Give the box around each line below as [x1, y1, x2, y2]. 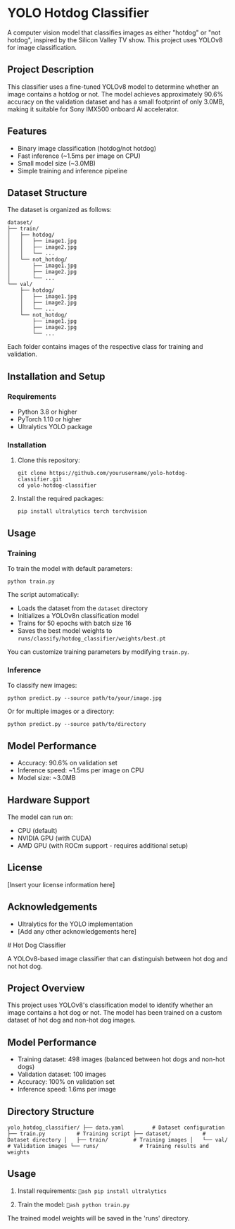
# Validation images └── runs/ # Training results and [7, 1143, 210, 1150]
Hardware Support [7, 794, 90, 806]
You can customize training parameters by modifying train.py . [7, 648, 190, 656]
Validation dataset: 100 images [17, 1070, 107, 1079]
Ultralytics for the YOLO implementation [17, 920, 134, 928]
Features [7, 125, 47, 137]
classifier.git [17, 476, 63, 483]
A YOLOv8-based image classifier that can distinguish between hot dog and [7, 954, 228, 963]
